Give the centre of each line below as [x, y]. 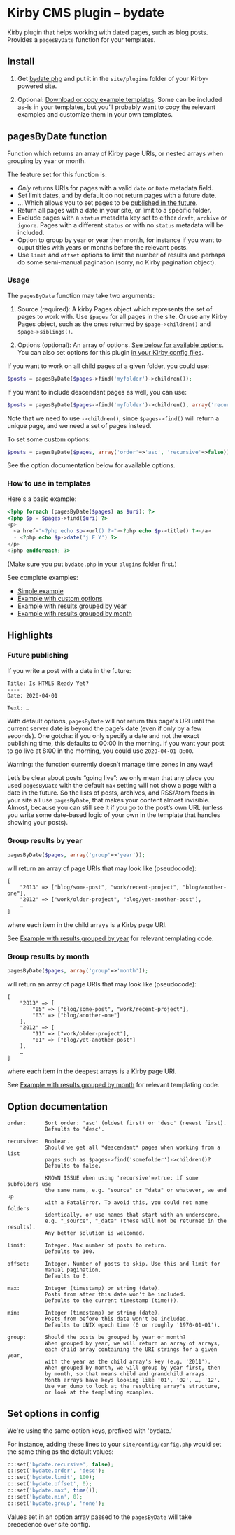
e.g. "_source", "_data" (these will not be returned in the [136, 1221]
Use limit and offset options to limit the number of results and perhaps [121, 255]
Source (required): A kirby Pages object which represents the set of [115, 309]
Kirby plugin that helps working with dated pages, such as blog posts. [108, 32]
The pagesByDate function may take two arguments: [81, 295]
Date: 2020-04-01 [33, 695]
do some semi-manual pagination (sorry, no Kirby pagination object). [117, 262]
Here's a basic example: [42, 499]
